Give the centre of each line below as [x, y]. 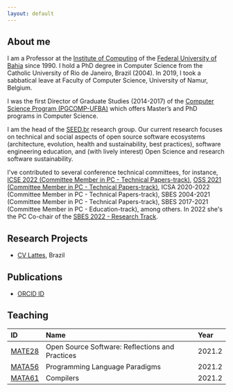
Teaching [28, 315]
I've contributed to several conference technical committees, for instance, [113, 172]
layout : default [31, 14]
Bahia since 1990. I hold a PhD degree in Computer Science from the [105, 66]
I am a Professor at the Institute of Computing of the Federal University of [112, 58]
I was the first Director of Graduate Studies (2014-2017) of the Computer [111, 101]
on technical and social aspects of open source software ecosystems [106, 137]
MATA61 [25, 377]
